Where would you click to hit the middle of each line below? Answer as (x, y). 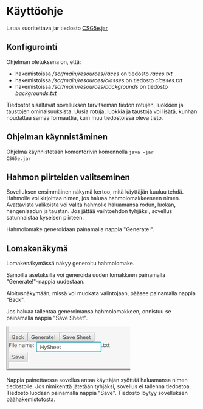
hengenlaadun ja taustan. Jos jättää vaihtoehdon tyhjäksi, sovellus (89, 211)
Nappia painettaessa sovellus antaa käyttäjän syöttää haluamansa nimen (97, 380)
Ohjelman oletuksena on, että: (44, 61)
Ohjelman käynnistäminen (57, 137)
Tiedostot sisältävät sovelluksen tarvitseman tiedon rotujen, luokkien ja (95, 105)
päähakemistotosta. (31, 399)
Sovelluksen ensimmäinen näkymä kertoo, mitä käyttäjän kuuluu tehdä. (95, 192)
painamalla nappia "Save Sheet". (47, 318)
